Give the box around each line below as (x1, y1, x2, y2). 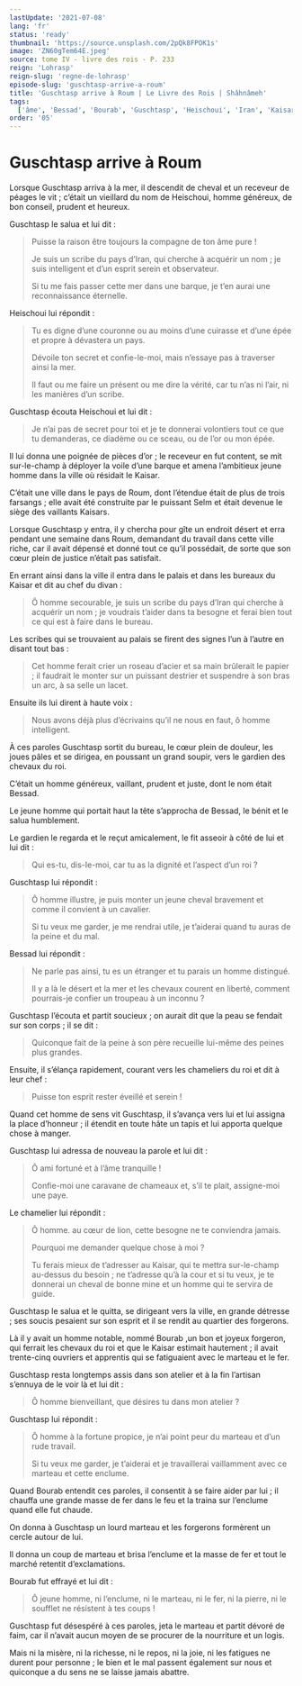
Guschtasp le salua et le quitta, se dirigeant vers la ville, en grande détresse (9, 1306, 290, 1317)
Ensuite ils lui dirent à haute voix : (9, 697, 133, 708)
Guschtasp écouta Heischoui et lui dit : (9, 406, 153, 417)
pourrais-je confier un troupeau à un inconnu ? (31, 993, 205, 1004)
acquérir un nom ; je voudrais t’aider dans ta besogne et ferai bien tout (31, 607, 293, 618)
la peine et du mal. (31, 931, 101, 942)
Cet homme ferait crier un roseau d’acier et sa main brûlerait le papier (31, 661, 289, 672)
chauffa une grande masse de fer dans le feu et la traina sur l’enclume (9, 1495, 269, 1506)
